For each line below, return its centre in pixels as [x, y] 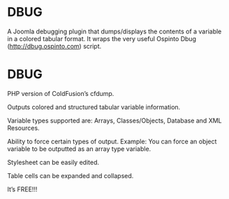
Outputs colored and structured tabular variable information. [94, 107]
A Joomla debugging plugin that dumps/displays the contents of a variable [114, 31]
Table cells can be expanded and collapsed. [71, 175]
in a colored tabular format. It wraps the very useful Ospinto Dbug [102, 38]
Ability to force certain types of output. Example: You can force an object [112, 141]
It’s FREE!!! [22, 189]
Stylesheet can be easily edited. [53, 162]
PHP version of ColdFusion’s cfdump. [61, 93]
